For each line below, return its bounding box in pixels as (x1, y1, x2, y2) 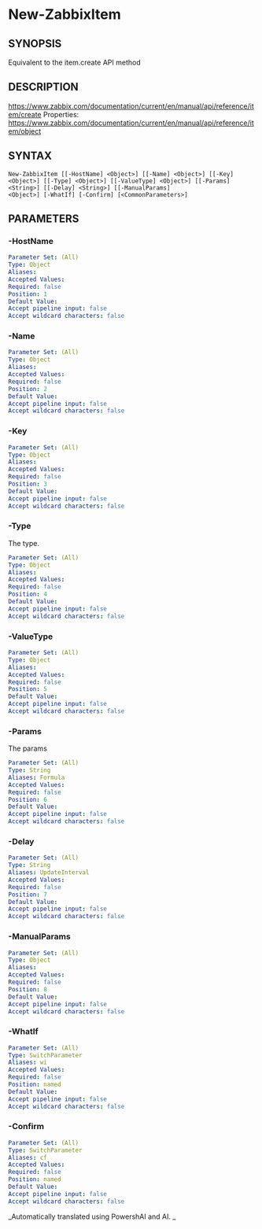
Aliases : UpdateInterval (8, 869, 90, 877)
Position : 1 (8, 290, 47, 298)
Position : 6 (8, 795, 47, 803)
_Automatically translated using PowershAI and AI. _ (8, 1212, 176, 1221)
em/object (8, 126, 42, 135)
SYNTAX (8, 149, 53, 163)
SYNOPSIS (8, 37, 62, 50)
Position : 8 (8, 985, 47, 993)
